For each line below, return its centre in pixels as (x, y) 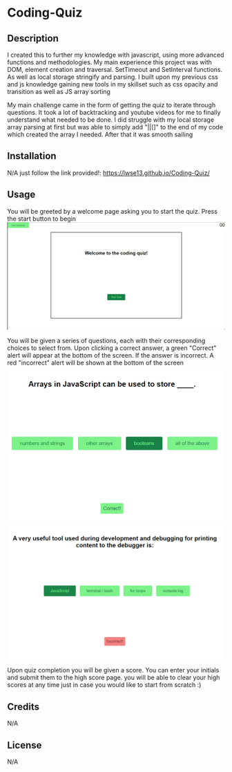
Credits (23, 707)
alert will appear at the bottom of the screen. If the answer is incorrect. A (110, 355)
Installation (32, 156)
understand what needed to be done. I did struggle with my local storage (111, 120)
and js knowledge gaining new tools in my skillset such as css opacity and (113, 84)
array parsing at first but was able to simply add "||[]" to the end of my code (115, 127)
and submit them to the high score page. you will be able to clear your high (114, 678)
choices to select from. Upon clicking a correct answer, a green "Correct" (112, 348)
